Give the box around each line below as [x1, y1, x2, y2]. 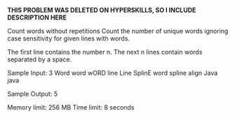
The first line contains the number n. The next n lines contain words [7, 48, 203, 56]
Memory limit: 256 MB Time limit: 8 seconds [7, 103, 135, 111]
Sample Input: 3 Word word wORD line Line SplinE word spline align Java [7, 69, 218, 77]
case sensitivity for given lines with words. [7, 34, 130, 43]
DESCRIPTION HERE [7, 13, 67, 22]
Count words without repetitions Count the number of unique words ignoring [7, 27, 229, 35]
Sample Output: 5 [7, 90, 58, 98]
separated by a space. [7, 55, 72, 64]
